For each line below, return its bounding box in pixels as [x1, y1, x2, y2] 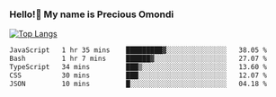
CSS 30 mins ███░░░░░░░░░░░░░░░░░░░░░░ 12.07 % [9, 71, 268, 80]
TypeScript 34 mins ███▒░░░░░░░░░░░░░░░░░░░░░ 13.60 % [9, 63, 268, 72]
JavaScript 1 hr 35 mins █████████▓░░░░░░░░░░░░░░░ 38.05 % [9, 46, 268, 55]
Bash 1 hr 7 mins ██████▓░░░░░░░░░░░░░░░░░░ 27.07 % [9, 54, 268, 64]
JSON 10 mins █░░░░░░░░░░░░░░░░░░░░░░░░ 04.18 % [9, 79, 268, 88]
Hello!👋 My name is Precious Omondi [9, 8, 174, 21]
